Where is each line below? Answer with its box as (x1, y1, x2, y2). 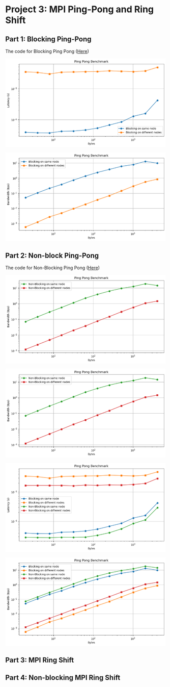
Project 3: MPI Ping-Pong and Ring (5, 4, 154, 15)
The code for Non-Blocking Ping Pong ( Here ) (5, 265, 100, 271)
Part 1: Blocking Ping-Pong (5, 35, 92, 43)
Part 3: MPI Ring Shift (5, 656, 74, 665)
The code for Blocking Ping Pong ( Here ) (5, 48, 89, 54)
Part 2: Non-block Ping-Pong (5, 251, 99, 260)
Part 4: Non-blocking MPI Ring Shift (5, 673, 121, 682)
